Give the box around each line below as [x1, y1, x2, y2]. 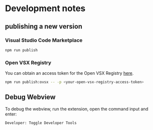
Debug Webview [5, 93, 56, 101]
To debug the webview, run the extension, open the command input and [5, 106, 149, 112]
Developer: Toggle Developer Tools [5, 120, 77, 125]
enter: [5, 111, 17, 117]
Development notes [5, 3, 86, 14]
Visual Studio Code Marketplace [5, 37, 83, 44]
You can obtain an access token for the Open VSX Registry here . [5, 70, 134, 76]
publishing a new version [5, 22, 82, 31]
